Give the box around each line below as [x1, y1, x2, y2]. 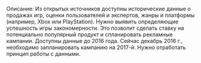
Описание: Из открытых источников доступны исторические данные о [6, 5, 191, 12]
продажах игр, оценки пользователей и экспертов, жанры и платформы [6, 12, 195, 19]
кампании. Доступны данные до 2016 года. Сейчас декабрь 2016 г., [6, 38, 183, 44]
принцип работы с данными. [6, 50, 81, 57]
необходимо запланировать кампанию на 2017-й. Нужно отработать [6, 44, 186, 51]
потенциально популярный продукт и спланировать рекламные [6, 31, 173, 38]
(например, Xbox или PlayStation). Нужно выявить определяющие [6, 18, 178, 25]
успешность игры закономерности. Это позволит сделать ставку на [6, 24, 185, 31]
